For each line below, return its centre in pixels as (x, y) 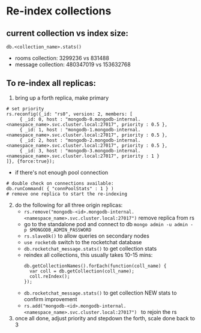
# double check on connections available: (60, 183)
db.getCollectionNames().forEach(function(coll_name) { (95, 266)
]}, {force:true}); (31, 161)
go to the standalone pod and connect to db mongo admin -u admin (106, 224)
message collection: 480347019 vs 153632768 (73, 64)
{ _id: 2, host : (41, 140)
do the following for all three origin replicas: (69, 205)
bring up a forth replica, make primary (62, 98)
